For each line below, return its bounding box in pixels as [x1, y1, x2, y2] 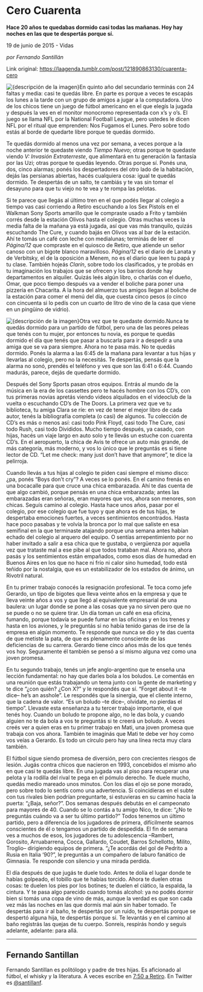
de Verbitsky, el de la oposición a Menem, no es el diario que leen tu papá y [6, 254, 195, 262]
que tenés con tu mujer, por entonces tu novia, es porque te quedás [6, 330, 175, 337]
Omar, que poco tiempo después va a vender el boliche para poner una [6, 280, 184, 287]
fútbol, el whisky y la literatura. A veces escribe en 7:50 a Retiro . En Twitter [6, 972, 193, 979]
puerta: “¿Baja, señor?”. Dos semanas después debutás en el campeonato [6, 799, 190, 807]
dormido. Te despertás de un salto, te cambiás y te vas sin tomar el [6, 178, 174, 185]
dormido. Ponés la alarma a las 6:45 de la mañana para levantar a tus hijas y [6, 349, 196, 356]
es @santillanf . [6, 979, 43, 986]
